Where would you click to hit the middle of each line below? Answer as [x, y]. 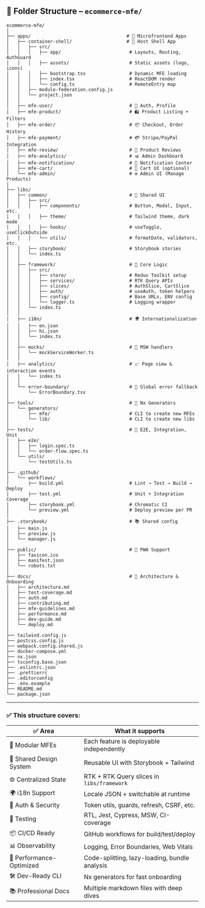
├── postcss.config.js [35, 640]
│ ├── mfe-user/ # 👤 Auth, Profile [91, 105]
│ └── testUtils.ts [39, 462]
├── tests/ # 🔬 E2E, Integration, [97, 430]
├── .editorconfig [30, 678]
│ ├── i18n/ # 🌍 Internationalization [102, 319]
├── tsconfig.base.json [37, 662]
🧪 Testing [23, 819]
